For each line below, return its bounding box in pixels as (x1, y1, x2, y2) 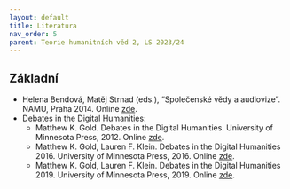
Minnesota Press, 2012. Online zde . (35, 132, 165, 143)
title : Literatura (9, 21, 77, 30)
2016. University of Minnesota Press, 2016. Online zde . (35, 151, 235, 161)
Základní (9, 70, 59, 85)
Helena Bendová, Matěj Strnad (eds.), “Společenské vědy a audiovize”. (21, 94, 281, 105)
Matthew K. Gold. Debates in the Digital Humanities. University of (35, 122, 273, 133)
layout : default (9, 12, 69, 22)
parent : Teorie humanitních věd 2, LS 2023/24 (9, 37, 184, 47)
